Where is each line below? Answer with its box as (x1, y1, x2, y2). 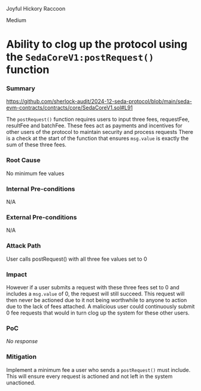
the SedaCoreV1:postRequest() (6, 50, 154, 64)
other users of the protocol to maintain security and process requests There (6, 129, 193, 136)
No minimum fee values (6, 170, 65, 177)
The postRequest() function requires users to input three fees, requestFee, (6, 116, 190, 123)
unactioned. (6, 379, 36, 386)
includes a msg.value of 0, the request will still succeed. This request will (6, 290, 185, 297)
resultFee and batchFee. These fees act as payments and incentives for (6, 122, 182, 129)
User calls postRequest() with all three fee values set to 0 (6, 255, 148, 262)
